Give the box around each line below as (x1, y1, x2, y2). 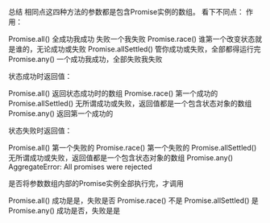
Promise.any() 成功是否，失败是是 (8, 206, 121, 215)
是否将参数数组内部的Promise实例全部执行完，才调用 (8, 179, 184, 188)
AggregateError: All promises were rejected (8, 162, 153, 171)
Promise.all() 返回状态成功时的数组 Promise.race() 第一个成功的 (8, 89, 218, 98)
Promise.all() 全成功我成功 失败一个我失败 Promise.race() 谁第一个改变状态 (8, 35, 255, 43)
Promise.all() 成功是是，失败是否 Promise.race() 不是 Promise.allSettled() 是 (8, 196, 260, 205)
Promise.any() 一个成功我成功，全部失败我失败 (8, 55, 163, 64)
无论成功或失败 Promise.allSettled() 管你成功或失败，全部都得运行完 (35, 44, 261, 54)
